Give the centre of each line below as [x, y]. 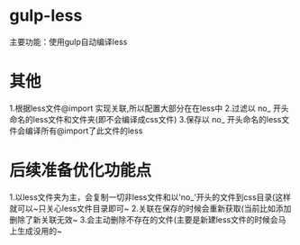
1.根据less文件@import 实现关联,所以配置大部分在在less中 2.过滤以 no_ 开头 [150, 108]
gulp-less [46, 16]
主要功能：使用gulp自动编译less [68, 41]
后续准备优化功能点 [81, 171]
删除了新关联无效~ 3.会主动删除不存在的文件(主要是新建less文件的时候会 [144, 219]
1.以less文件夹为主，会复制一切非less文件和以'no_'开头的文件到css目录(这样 [150, 197]
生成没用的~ [40, 231]
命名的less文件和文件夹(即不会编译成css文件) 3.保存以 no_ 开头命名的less [145, 119]
